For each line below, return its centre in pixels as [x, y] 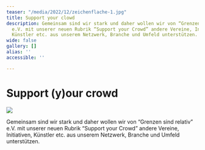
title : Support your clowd [41, 18]
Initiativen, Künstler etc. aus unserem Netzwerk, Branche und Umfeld [93, 135]
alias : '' [19, 52]
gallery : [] [21, 47]
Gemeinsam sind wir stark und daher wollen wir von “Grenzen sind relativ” [100, 122]
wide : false [21, 40]
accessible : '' [26, 58]
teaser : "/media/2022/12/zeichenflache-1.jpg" [67, 12]
